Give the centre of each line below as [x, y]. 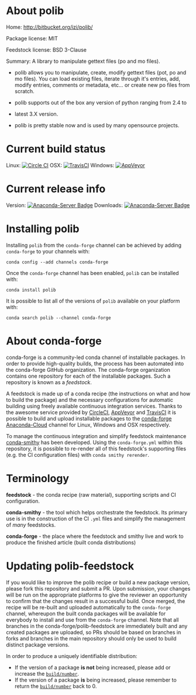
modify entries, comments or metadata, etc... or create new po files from [102, 85]
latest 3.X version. [36, 114]
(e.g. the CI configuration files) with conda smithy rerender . [78, 455]
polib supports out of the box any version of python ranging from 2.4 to [101, 102]
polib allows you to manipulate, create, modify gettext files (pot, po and [100, 72]
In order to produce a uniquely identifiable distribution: [72, 656]
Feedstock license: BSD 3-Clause [46, 50]
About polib [35, 11]
